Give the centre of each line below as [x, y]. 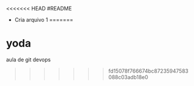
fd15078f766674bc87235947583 [148, 71]
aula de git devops [29, 59]
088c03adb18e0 [128, 77]
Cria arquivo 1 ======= [44, 20]
